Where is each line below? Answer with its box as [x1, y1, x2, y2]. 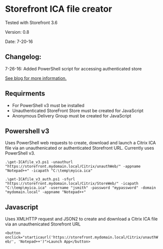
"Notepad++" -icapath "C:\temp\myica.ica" [5, 168, 93, 173]
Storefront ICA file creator [5, 3, 112, 15]
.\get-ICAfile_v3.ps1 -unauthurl [5, 160, 73, 165]
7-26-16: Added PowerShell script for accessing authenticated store [5, 66, 142, 71]
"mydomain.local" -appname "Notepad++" [5, 190, 86, 195]
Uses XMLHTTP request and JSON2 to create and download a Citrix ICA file [5, 216, 158, 222]
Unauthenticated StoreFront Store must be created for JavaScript [12, 108, 144, 113]
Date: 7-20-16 [5, 38, 33, 45]
